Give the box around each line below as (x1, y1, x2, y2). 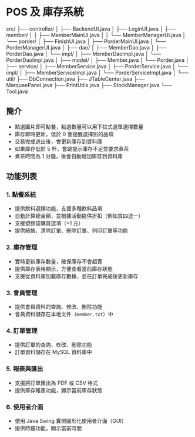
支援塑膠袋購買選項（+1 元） (14, 220, 84, 227)
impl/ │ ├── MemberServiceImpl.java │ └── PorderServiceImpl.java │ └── (6, 69, 189, 76)
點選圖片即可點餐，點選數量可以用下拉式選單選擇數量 (14, 123, 144, 130)
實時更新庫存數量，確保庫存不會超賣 (14, 257, 103, 265)
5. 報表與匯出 (6, 365, 43, 373)
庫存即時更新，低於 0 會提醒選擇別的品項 (14, 130, 114, 137)
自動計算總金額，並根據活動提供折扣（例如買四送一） (14, 213, 144, 220)
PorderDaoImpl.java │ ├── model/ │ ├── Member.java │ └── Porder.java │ (6, 57, 190, 64)
